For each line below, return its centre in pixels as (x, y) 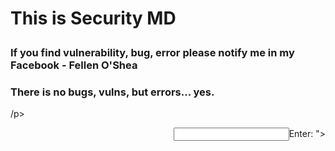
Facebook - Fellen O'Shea (74, 65)
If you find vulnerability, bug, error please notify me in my (152, 53)
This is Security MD (93, 18)
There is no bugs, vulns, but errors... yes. (112, 92)
